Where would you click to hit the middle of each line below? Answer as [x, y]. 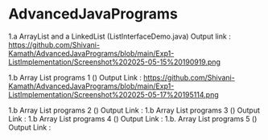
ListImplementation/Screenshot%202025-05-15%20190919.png [115, 62]
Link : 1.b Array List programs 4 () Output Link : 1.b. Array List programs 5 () [133, 118]
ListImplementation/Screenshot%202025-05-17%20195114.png [113, 94]
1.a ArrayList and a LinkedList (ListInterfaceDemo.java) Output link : [120, 36]
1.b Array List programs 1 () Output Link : [75, 77]
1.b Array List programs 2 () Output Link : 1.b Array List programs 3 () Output [134, 110]
